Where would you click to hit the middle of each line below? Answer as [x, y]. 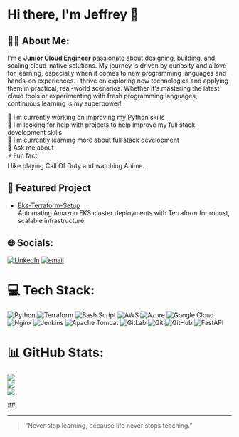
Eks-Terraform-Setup [49, 205]
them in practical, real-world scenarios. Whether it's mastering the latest [113, 88]
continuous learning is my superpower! [65, 103]
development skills [35, 132]
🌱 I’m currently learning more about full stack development [93, 140]
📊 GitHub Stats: [56, 353]
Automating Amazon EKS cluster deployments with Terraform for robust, [123, 212]
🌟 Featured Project [49, 188]
